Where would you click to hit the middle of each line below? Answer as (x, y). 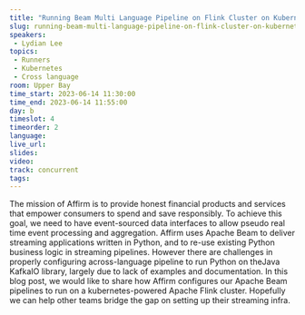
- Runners (32, 60)
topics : (24, 52)
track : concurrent (44, 170)
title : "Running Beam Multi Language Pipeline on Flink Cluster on (140, 18)
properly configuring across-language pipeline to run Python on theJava (145, 262)
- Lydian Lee (38, 43)
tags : (20, 178)
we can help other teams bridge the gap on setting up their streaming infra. (150, 300)
